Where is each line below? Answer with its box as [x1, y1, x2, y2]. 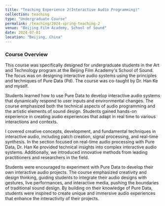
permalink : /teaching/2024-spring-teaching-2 [5, 21, 100, 26]
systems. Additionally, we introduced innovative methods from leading [5, 149, 148, 155]
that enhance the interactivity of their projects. [5, 196, 99, 202]
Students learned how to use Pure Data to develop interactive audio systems [5, 93, 161, 99]
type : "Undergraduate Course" [5, 16, 67, 21]
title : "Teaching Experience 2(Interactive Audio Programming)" [5, 7, 140, 12]
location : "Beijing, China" [5, 35, 63, 40]
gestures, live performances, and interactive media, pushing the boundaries [5, 180, 159, 186]
